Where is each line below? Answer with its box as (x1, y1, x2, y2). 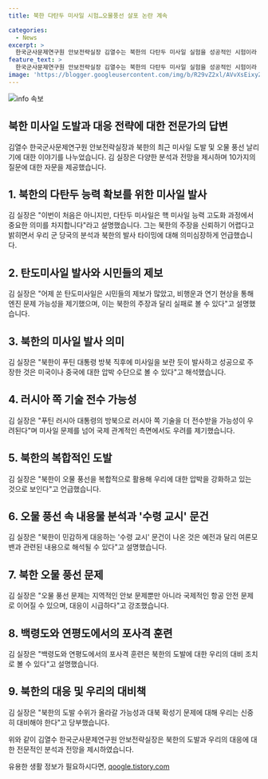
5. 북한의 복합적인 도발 (8, 451, 112, 465)
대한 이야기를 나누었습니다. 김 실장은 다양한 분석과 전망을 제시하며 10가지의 (22, 152, 256, 162)
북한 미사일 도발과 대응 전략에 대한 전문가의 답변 (8, 119, 229, 133)
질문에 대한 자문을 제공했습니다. (8, 162, 107, 172)
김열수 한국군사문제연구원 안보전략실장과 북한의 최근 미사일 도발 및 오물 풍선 (8, 142, 245, 152)
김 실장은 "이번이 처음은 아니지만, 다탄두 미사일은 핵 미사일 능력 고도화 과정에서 (8, 210, 254, 220)
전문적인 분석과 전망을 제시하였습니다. (16, 745, 134, 754)
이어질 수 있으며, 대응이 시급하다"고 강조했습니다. (16, 601, 169, 610)
